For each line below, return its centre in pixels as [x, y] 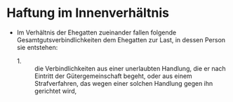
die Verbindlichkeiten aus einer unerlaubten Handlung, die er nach [130, 68]
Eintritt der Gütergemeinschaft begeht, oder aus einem [113, 76]
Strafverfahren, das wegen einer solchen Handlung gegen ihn [124, 83]
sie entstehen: [37, 47]
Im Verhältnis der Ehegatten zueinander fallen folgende [96, 32]
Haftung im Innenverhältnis [88, 13]
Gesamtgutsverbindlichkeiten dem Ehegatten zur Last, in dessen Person [121, 39]
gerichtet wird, [55, 91]
